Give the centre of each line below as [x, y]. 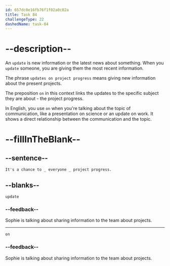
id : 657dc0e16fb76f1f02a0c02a [37, 10]
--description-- [38, 49]
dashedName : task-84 [27, 24]
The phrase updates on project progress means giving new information [80, 78]
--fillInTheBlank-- [43, 140]
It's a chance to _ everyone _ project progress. [59, 170]
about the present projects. [34, 83]
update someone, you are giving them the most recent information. [75, 68]
